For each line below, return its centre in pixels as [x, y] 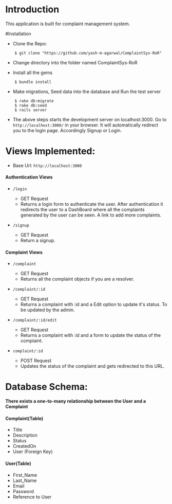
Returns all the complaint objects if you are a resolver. [77, 279]
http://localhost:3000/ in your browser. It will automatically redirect [85, 125]
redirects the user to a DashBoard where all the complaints [82, 210]
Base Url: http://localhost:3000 [47, 165]
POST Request [36, 361]
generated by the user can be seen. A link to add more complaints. [91, 215]
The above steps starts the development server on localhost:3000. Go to [90, 119]
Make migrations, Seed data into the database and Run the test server [87, 92]
